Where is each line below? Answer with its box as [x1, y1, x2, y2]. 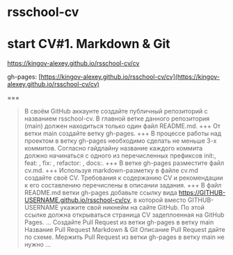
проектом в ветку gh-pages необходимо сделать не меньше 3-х [24, 137, 217, 145]
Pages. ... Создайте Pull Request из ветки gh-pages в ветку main [24, 218, 214, 226]
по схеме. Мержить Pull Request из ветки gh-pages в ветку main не [24, 233, 225, 241]
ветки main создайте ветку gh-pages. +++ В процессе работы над [24, 130, 222, 138]
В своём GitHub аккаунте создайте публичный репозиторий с [24, 107, 208, 116]
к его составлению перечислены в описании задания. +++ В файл [24, 181, 222, 190]
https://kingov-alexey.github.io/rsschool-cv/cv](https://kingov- [40, 72, 220, 81]
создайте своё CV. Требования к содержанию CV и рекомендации [24, 173, 223, 182]
